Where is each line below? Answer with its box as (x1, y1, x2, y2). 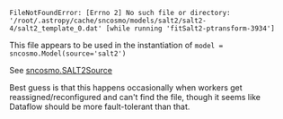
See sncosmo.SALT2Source (9, 65, 113, 75)
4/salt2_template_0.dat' (9, 24, 102, 33)
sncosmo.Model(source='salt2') (9, 49, 127, 58)
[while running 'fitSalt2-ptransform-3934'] (105, 24, 276, 33)
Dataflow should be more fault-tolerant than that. (9, 101, 190, 112)
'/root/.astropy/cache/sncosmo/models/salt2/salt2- (9, 16, 207, 25)
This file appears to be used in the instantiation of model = (9, 40, 224, 50)
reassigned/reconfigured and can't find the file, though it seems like (9, 92, 261, 102)
